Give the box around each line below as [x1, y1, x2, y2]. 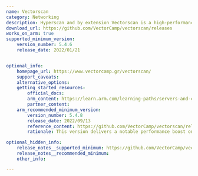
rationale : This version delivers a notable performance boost [27, 129, 186, 135]
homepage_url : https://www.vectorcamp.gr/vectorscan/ [16, 69, 151, 74]
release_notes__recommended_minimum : [16, 151, 110, 157]
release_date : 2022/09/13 [27, 118, 91, 124]
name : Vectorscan [6, 8, 49, 15]
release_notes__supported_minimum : [16, 145, 104, 151]
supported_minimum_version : [6, 36, 75, 42]
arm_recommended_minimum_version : [16, 107, 101, 113]
